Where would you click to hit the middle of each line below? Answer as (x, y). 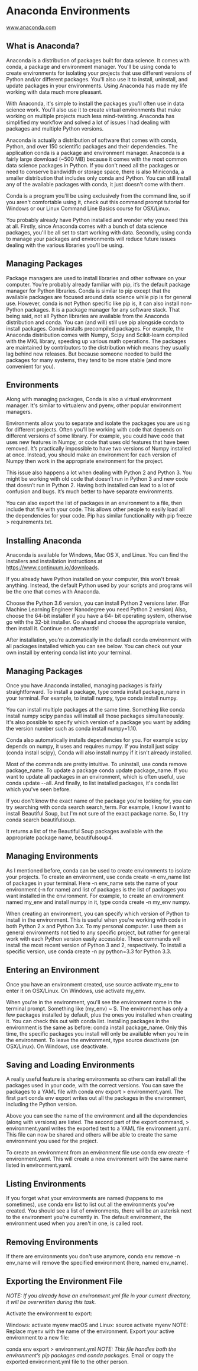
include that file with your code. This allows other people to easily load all (95, 509)
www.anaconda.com (31, 27)
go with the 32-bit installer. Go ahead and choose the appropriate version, (96, 622)
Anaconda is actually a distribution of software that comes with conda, (92, 140)
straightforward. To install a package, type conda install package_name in (96, 692)
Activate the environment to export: (49, 1313)
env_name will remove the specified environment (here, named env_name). (97, 1263)
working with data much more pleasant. (54, 92)
